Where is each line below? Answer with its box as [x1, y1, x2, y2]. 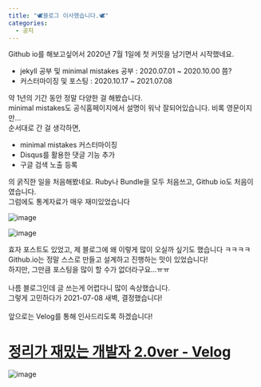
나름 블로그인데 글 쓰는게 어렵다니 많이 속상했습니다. [8, 283, 170, 293]
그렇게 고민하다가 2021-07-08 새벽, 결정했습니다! [8, 293, 163, 303]
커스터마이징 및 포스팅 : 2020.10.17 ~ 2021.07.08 [19, 77, 173, 86]
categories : [8, 19, 48, 27]
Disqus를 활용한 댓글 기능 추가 [19, 150, 116, 160]
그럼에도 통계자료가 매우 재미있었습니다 [8, 197, 130, 207]
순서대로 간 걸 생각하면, [8, 123, 81, 132]
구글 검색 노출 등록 [19, 160, 78, 170]
